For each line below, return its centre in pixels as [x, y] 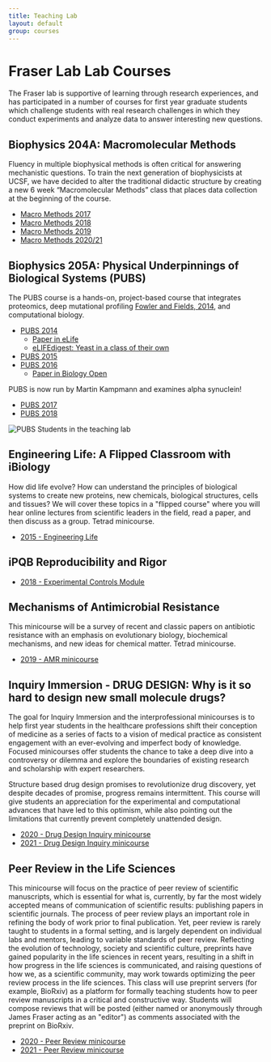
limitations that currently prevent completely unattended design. [115, 819]
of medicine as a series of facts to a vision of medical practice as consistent [135, 734]
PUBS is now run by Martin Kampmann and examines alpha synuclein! [125, 389]
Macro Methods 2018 [55, 223]
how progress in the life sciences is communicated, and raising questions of [135, 965]
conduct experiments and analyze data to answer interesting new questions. [135, 119]
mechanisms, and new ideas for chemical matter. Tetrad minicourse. [122, 644]
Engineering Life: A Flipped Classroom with [120, 455]
